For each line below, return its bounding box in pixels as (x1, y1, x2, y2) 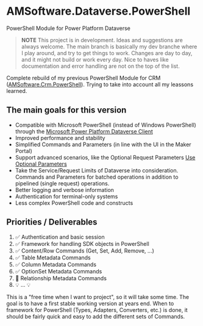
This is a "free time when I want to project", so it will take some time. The (6, 293, 190, 300)
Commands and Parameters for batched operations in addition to (15, 173, 179, 180)
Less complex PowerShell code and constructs (15, 199, 134, 206)
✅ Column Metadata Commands (15, 261, 96, 268)
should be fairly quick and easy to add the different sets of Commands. (6, 313, 185, 320)
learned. (6, 87, 27, 94)
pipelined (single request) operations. (15, 179, 110, 187)
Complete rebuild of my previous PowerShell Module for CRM (6, 74, 161, 81)
